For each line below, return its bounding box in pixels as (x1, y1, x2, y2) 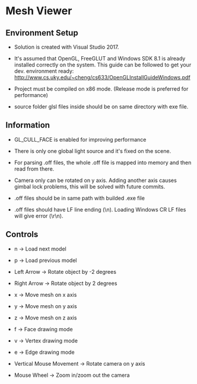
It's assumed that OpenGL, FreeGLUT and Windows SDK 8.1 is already (14, 55, 186, 62)
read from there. (14, 165, 55, 172)
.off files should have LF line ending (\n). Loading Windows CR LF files (14, 206, 186, 213)
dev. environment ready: (14, 68, 74, 75)
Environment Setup (5, 28, 78, 38)
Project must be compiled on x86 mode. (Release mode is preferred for (14, 85, 189, 92)
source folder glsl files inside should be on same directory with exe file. (14, 103, 189, 110)
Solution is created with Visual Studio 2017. (14, 43, 119, 50)
